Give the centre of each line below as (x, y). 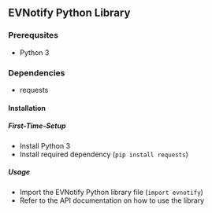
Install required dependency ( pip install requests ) (104, 154)
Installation (27, 108)
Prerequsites (33, 35)
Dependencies (37, 72)
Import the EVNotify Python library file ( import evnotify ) (111, 192)
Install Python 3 (45, 145)
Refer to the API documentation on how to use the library (112, 200)
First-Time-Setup (37, 126)
